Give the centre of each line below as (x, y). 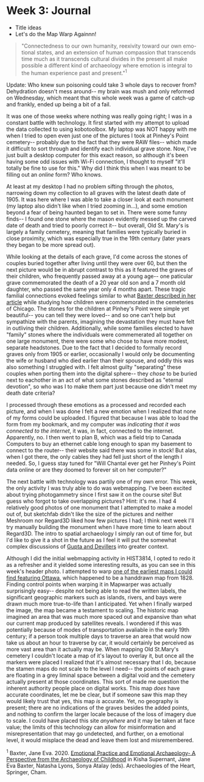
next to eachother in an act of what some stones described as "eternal (95, 380)
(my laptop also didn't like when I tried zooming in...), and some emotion (97, 206)
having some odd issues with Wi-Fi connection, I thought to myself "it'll (96, 161)
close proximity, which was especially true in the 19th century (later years (98, 238)
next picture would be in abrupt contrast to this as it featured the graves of (100, 269)
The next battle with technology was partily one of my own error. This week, (102, 481)
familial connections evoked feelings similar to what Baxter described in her (101, 295)
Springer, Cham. (27, 772)
